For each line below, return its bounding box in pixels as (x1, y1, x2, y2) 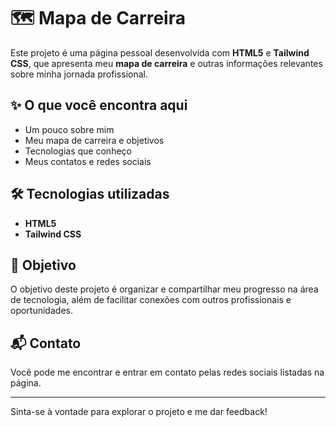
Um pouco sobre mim (24, 123, 115, 135)
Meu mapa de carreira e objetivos (24, 134, 165, 146)
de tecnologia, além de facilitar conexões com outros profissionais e (10, 294, 292, 306)
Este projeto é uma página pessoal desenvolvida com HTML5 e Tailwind (10, 46, 310, 59)
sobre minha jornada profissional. (10, 68, 148, 80)
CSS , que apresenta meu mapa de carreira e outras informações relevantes (10, 57, 323, 69)
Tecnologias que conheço (24, 145, 132, 157)
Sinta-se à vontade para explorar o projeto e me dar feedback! (10, 406, 268, 418)
